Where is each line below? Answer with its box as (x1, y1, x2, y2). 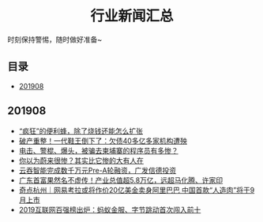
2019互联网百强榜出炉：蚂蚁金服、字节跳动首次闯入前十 (18, 205, 201, 214)
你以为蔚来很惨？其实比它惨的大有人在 (18, 155, 144, 165)
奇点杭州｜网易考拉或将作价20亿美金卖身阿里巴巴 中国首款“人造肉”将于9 (18, 185, 255, 194)
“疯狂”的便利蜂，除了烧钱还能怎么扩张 (18, 126, 144, 135)
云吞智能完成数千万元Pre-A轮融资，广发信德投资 (18, 165, 177, 175)
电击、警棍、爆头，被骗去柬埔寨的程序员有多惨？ (18, 146, 178, 155)
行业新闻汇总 (89, 7, 174, 25)
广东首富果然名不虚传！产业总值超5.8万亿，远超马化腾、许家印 (18, 175, 224, 185)
